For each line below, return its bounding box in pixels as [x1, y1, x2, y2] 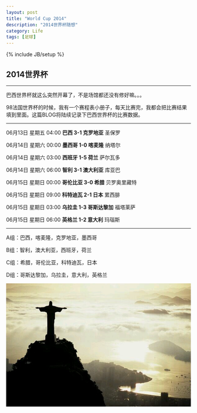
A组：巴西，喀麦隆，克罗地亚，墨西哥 [6, 234, 97, 241]
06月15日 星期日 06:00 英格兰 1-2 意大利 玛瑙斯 [6, 216, 120, 223]
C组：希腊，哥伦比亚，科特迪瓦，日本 [6, 259, 98, 266]
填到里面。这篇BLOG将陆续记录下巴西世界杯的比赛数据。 [6, 111, 144, 118]
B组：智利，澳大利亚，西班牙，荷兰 [6, 246, 92, 253]
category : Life [6, 28, 43, 34]
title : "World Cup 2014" [6, 15, 67, 22]
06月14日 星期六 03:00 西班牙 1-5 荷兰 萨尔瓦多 [6, 154, 121, 161]
